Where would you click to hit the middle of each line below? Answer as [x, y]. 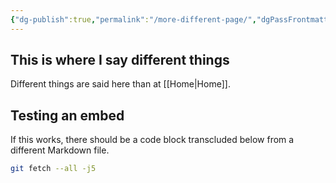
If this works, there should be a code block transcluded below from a [152, 140]
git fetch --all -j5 [53, 169]
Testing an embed [67, 115]
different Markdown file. [60, 150]
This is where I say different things [120, 60]
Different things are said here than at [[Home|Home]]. [120, 84]
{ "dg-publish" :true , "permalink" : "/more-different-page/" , [133, 19]
